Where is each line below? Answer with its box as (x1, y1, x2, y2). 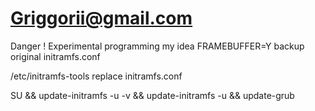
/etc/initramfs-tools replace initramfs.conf (10, 70, 183, 82)
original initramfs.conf (10, 50, 101, 62)
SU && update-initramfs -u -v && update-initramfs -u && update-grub (10, 89, 295, 101)
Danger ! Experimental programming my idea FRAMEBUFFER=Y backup (10, 40, 305, 52)
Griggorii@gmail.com (10, 7, 193, 30)
